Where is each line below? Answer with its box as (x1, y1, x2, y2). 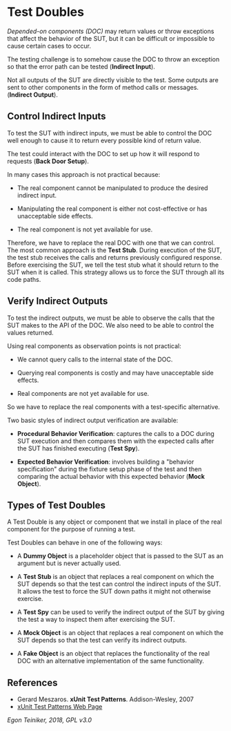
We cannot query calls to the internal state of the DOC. (17, 355, 173, 363)
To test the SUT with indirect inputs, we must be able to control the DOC (7, 129, 212, 137)
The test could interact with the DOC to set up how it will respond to (7, 149, 200, 158)
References (7, 676, 58, 688)
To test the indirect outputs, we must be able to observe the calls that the (7, 314, 215, 322)
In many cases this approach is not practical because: (7, 170, 161, 178)
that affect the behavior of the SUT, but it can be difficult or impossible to (7, 34, 215, 42)
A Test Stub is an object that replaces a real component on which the (17, 573, 214, 581)
